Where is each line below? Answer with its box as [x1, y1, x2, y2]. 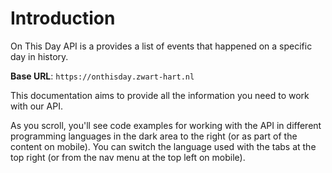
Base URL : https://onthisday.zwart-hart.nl [10, 70, 195, 82]
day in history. [10, 50, 69, 62]
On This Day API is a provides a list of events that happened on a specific [10, 40, 313, 52]
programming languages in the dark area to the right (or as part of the [10, 130, 298, 142]
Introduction [10, 7, 116, 30]
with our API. [10, 100, 63, 112]
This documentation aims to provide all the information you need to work [10, 89, 310, 101]
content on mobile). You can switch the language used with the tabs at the [10, 140, 317, 152]
